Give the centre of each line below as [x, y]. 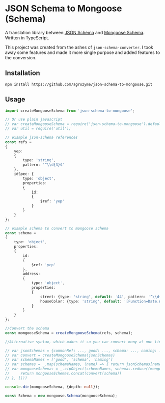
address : [32, 274]
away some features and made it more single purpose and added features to [82, 52]
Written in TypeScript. [27, 38]
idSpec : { [24, 174]
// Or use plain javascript [34, 120]
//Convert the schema [27, 328]
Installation [23, 73]
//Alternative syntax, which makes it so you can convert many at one [79, 342]
